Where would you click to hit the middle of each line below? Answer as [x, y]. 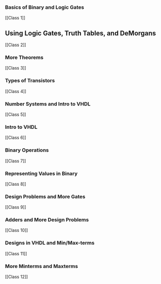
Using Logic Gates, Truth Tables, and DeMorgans [80, 33]
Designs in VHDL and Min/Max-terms [50, 243]
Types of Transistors [30, 81]
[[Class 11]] [16, 253]
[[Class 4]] [16, 91]
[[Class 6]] [16, 138]
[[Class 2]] [16, 45]
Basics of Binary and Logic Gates [45, 7]
